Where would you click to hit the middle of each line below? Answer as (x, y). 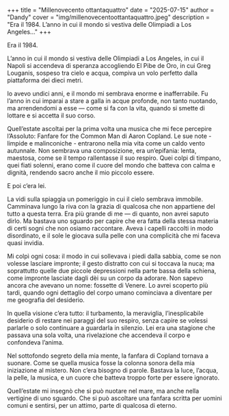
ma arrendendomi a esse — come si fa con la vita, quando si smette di (106, 108)
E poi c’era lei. (27, 186)
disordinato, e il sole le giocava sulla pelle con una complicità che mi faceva (114, 235)
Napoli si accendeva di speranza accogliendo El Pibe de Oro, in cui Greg (109, 66)
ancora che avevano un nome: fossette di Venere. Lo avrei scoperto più (108, 285)
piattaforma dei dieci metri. (45, 80)
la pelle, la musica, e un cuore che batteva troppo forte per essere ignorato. (113, 378)
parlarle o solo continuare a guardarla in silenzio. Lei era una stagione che (111, 328)
